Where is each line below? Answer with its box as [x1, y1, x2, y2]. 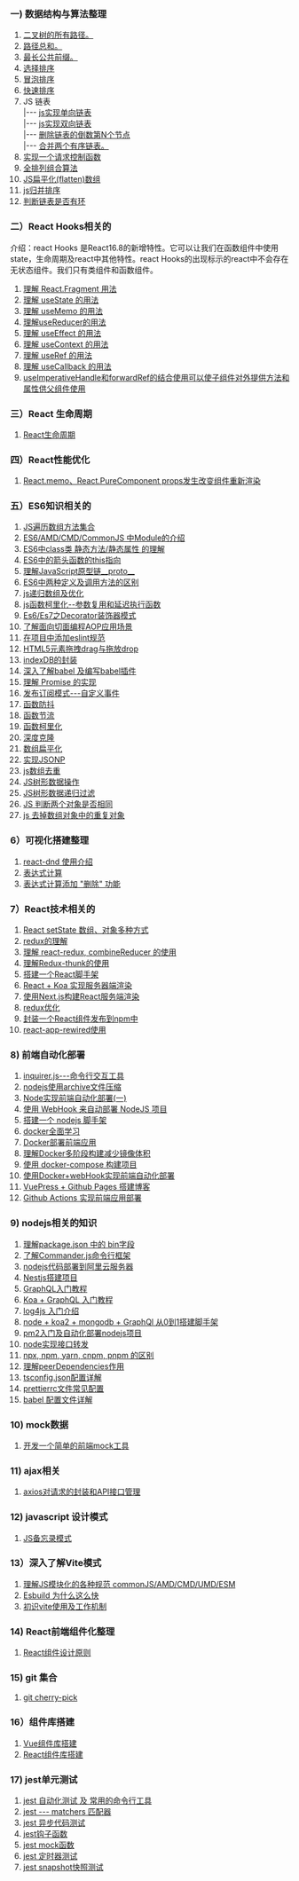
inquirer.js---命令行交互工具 [22, 1071, 125, 1082]
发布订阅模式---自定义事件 [22, 688, 121, 698]
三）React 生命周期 [10, 407, 92, 420]
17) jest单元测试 [10, 1773, 78, 1785]
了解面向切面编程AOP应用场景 [22, 621, 133, 632]
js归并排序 [22, 185, 61, 196]
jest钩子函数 [22, 1829, 68, 1839]
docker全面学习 [22, 1126, 81, 1137]
